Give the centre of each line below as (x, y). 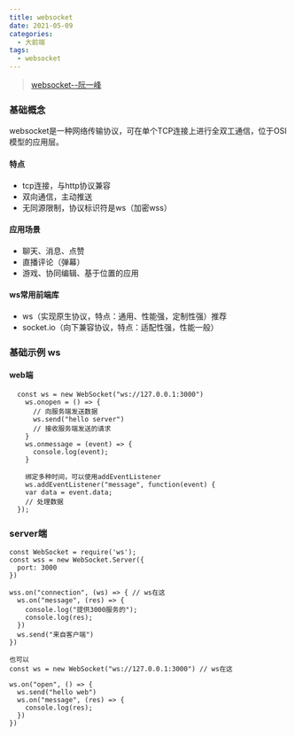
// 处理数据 (44, 502)
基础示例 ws (35, 353)
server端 (28, 533)
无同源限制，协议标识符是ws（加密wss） (97, 207)
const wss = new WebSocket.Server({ (77, 560)
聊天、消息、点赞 (53, 251)
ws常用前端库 (34, 295)
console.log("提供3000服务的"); (82, 610)
